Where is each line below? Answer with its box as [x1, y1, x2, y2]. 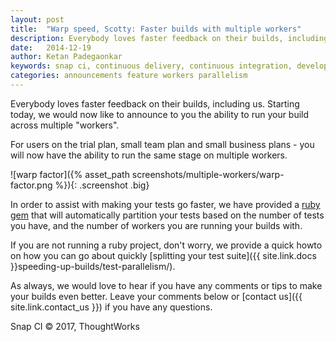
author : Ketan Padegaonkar [10, 52, 123, 62]
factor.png [10, 179, 53, 191]
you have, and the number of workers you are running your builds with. [10, 219, 303, 231]
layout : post [10, 14, 65, 25]
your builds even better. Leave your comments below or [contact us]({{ [10, 290, 303, 302]
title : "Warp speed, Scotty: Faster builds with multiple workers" [10, 24, 302, 34]
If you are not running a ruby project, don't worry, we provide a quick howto [10, 239, 323, 251]
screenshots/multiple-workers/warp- [131, 168, 285, 180]
